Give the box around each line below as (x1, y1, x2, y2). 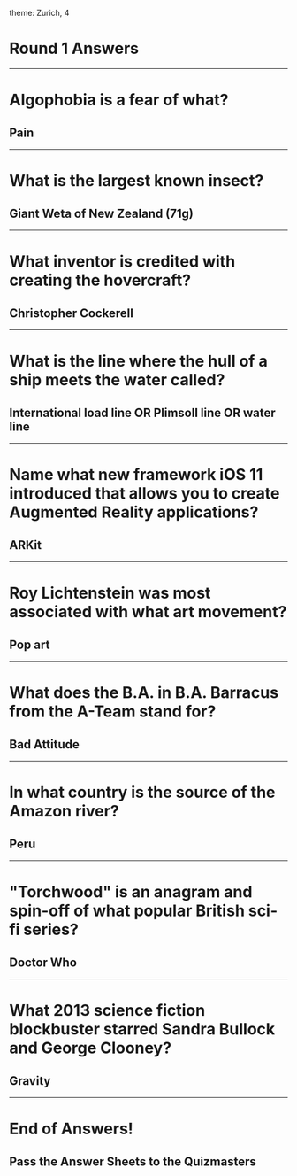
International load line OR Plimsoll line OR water (9, 405, 276, 420)
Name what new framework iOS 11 (9, 465, 263, 485)
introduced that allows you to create (9, 484, 280, 504)
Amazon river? (9, 801, 119, 822)
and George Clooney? (9, 1038, 172, 1058)
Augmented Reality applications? (9, 502, 259, 522)
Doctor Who (9, 955, 78, 970)
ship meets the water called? (9, 370, 225, 391)
